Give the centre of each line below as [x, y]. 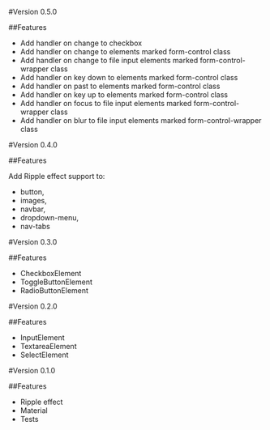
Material [34, 411]
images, [33, 200]
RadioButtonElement [54, 290]
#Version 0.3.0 [33, 242]
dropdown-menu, [49, 217]
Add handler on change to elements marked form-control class [125, 51]
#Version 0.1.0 [32, 370]
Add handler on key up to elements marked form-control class [124, 95]
